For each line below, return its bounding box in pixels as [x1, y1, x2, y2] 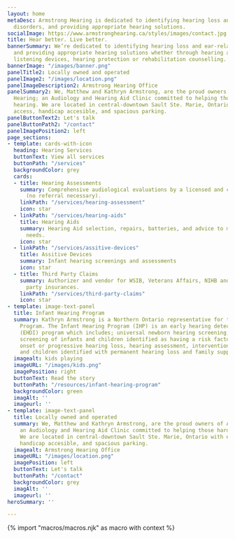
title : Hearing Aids [20, 218, 80, 225]
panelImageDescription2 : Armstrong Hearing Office [7, 82, 158, 89]
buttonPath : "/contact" [13, 472, 83, 479]
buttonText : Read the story [13, 374, 96, 381]
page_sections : [7, 134, 52, 141]
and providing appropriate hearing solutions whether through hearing [13, 50, 224, 57]
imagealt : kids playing [13, 355, 83, 363]
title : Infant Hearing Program [13, 309, 105, 317]
